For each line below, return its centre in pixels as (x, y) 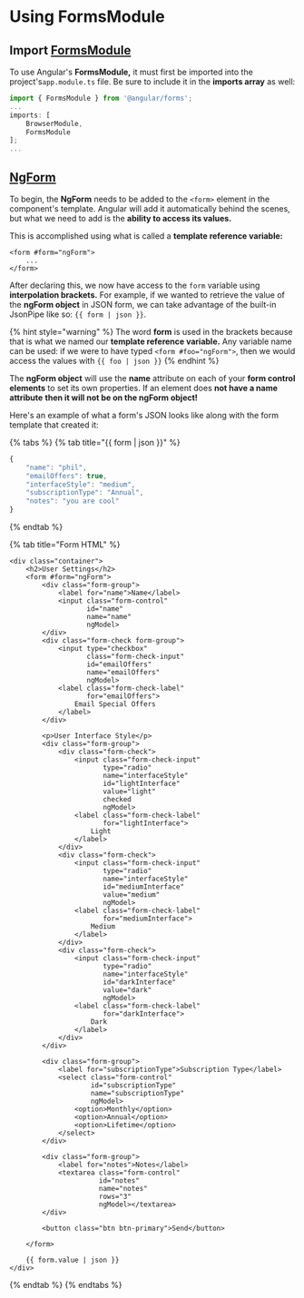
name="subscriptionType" (137, 1094)
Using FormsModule (87, 17)
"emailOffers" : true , (66, 476)
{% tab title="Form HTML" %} (65, 545)
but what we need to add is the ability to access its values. (121, 218)
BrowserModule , (54, 123)
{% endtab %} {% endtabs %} (66, 1285)
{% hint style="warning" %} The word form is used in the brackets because (151, 331)
